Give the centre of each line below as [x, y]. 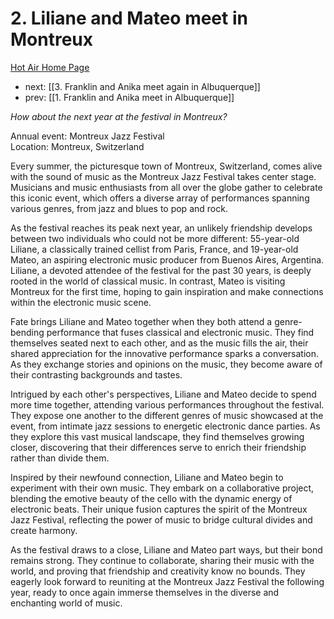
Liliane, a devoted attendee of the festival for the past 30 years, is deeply [161, 270]
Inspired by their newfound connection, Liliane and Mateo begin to [147, 477]
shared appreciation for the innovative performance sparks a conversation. [165, 353]
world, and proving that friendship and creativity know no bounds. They [158, 571]
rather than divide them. [60, 458]
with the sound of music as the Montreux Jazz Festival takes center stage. [163, 176]
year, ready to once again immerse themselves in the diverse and [145, 592]
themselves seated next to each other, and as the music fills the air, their [159, 343]
